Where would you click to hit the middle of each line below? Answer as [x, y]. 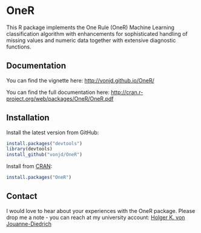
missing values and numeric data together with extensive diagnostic [91, 40]
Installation [28, 118]
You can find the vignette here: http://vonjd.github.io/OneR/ [80, 80]
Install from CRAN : [29, 166]
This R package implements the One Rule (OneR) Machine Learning [90, 27]
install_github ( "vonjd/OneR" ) [44, 155]
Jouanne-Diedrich [29, 224]
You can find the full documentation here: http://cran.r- [75, 92]
